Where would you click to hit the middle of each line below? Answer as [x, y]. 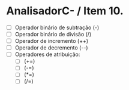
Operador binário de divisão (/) [53, 34]
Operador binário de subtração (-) [57, 27]
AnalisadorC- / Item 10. [65, 11]
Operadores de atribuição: [47, 54]
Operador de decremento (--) [51, 48]
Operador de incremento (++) [52, 41]
